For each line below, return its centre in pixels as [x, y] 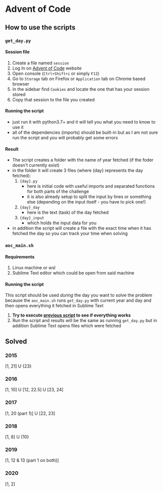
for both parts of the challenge [58, 192]
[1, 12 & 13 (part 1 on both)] [32, 460]
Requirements [20, 257]
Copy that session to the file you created [53, 99]
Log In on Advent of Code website [47, 68]
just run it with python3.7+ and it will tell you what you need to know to [84, 122]
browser [21, 84]
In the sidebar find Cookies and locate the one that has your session [81, 89]
